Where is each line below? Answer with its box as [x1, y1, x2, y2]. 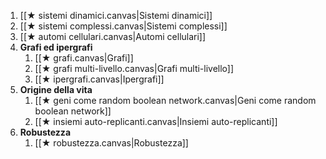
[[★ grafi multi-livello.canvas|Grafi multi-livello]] [34, 63, 235, 74]
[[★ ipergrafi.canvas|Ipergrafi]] [34, 73, 165, 85]
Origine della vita [19, 84, 93, 95]
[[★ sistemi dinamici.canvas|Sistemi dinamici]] [19, 10, 213, 21]
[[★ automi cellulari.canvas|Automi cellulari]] [19, 31, 207, 42]
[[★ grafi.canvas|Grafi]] [34, 52, 134, 64]
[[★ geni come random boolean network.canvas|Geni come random [34, 95, 317, 106]
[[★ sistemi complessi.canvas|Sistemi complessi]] [19, 20, 228, 32]
